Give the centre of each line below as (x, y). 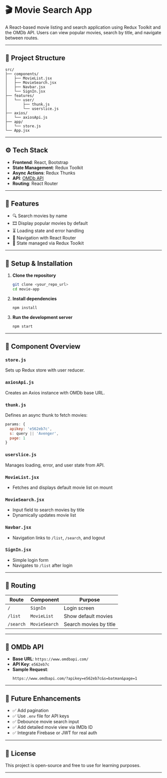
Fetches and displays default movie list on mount (62, 487)
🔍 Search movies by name (40, 216)
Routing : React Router (35, 183)
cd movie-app (26, 289)
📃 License (21, 753)
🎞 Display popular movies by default (50, 223)
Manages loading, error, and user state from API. (55, 465)
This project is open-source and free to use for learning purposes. (73, 766)
